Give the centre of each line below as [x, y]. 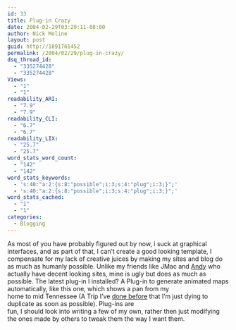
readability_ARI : [33, 99]
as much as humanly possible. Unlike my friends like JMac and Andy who [114, 266]
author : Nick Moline [38, 33]
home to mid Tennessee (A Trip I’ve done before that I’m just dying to [108, 296]
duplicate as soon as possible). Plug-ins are [71, 303]
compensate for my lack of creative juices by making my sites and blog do [115, 259]
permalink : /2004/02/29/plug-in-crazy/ [66, 54]
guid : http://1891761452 [44, 47]
